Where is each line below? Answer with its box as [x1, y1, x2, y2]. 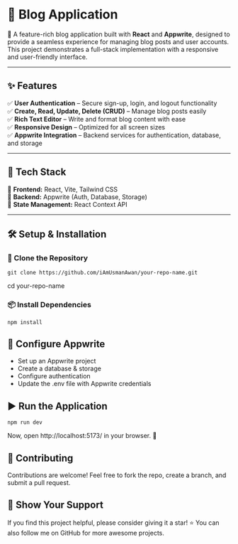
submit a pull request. [7, 478, 71, 486]
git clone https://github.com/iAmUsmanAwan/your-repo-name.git [7, 270, 198, 277]
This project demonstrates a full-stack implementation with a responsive [7, 45, 219, 53]
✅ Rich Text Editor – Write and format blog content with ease [7, 114, 186, 123]
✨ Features [7, 80, 57, 92]
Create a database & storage [17, 364, 101, 373]
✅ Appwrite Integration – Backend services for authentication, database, [7, 131, 221, 139]
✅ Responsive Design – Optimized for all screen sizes [7, 122, 165, 131]
